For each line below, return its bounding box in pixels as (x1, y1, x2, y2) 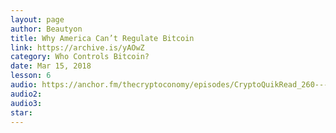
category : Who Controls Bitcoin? (10, 52, 150, 62)
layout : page (10, 14, 65, 25)
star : (10, 107, 33, 118)
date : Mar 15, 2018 (10, 61, 92, 71)
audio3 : (10, 98, 43, 108)
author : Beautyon (10, 24, 83, 34)
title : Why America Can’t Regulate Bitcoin (10, 33, 195, 43)
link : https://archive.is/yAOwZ (10, 42, 145, 53)
